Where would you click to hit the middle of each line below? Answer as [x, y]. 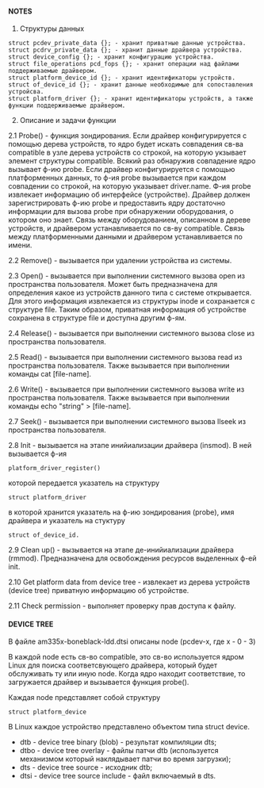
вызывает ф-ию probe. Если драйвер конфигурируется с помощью [122, 170]
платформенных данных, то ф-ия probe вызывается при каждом [117, 178]
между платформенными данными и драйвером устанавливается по [126, 237]
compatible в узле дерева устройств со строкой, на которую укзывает [127, 153]
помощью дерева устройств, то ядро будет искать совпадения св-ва [126, 144]
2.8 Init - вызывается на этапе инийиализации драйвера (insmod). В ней [130, 446]
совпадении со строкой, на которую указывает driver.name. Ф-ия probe [130, 186]
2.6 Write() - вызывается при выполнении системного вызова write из [126, 389]
